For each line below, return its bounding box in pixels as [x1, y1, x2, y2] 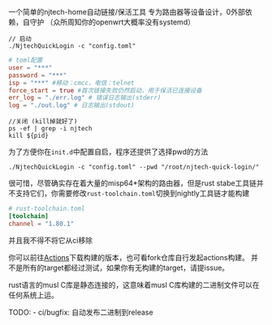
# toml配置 [8, 56, 43, 64]
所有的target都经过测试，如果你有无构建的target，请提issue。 [22, 263, 230, 272]
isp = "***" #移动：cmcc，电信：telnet [8, 79, 135, 87]
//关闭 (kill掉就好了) [8, 118, 78, 126]
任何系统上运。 [8, 290, 58, 300]
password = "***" [8, 71, 67, 79]
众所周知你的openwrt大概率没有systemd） [52, 17, 195, 27]
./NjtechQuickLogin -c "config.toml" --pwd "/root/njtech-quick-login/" [8, 163, 260, 172]
